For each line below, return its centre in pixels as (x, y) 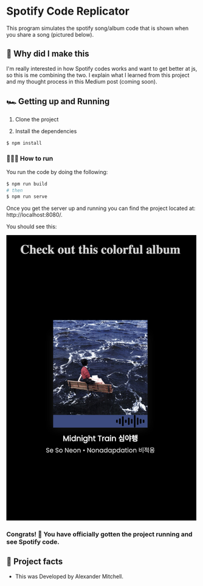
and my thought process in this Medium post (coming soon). (82, 81)
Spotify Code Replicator (68, 11)
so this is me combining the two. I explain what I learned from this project (98, 75)
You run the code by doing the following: (57, 172)
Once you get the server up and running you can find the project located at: (101, 208)
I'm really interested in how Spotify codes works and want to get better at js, (102, 68)
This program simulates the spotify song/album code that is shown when (98, 28)
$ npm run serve (27, 197)
